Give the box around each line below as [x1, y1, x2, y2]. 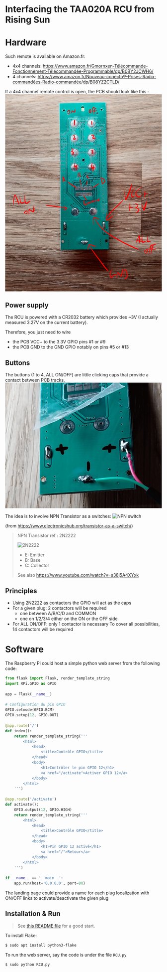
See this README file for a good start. [17, 923, 95, 929]
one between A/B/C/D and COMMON [19, 611, 96, 617]
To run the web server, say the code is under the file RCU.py [5, 952, 127, 958]
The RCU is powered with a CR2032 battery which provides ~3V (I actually [5, 314, 158, 320]
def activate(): [5, 802, 39, 807]
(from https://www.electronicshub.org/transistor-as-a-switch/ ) [5, 523, 133, 529]
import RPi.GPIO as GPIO [5, 681, 57, 686]
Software [5, 644, 44, 655]
